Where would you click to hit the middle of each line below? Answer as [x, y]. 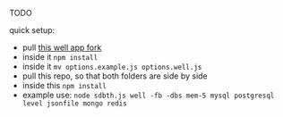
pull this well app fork [62, 47]
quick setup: [32, 30]
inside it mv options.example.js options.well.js [112, 67]
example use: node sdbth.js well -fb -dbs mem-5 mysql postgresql [148, 95]
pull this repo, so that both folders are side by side [115, 76]
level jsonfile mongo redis [74, 104]
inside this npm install [64, 85]
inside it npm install [60, 57]
